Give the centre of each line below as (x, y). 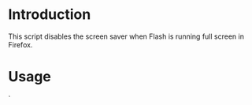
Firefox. (20, 44)
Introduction (50, 15)
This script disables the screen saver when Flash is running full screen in (126, 36)
